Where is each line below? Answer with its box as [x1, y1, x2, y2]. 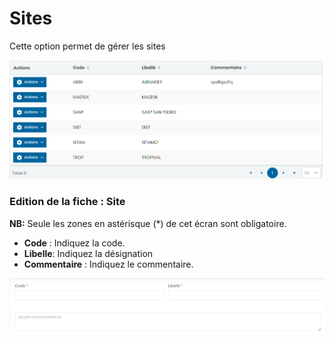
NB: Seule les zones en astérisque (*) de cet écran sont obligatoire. [9, 217, 287, 229]
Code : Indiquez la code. [23, 237, 126, 249]
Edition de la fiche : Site [9, 195, 126, 209]
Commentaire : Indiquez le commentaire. [23, 258, 194, 270]
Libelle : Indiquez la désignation [23, 247, 154, 259]
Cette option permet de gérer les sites [9, 40, 166, 52]
